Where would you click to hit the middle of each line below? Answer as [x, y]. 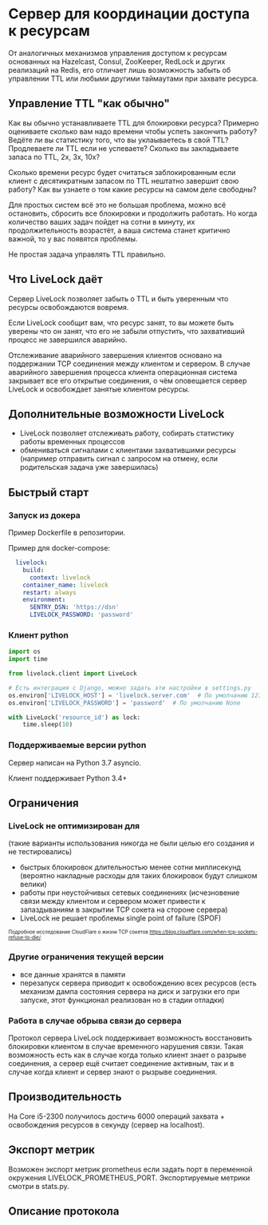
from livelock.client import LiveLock [73, 674]
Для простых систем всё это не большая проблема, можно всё [117, 205]
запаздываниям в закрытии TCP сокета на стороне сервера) [124, 910]
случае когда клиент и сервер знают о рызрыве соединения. [113, 1072]
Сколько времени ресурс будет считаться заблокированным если [122, 172]
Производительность [65, 1097]
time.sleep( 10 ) [48, 725]
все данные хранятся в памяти [73, 974]
